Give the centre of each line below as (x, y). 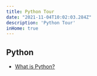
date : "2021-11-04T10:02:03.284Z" (49, 17)
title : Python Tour (30, 12)
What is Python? (35, 66)
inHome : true (22, 28)
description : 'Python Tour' (41, 23)
